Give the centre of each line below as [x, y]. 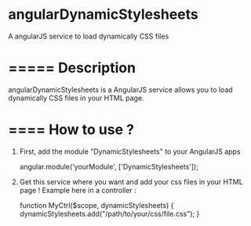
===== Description [72, 68]
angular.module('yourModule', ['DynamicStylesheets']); [109, 166]
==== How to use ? [71, 130]
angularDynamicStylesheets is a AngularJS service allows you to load [120, 89]
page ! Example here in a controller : [78, 190]
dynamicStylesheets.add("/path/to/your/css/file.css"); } [109, 213]
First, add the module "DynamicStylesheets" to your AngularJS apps [130, 151]
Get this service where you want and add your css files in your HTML [131, 181]
